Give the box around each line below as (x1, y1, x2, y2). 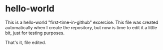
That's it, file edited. (5, 39, 46, 45)
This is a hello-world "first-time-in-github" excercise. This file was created (5, 19, 158, 25)
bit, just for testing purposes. (5, 30, 65, 36)
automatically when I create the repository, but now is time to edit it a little (5, 24, 157, 30)
